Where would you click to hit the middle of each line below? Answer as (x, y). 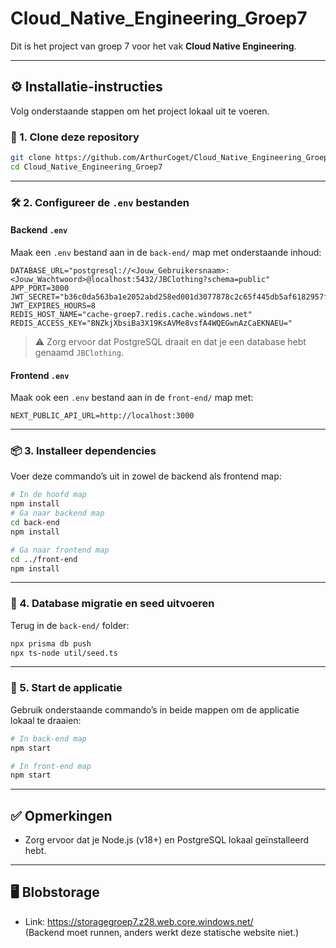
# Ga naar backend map (57, 513)
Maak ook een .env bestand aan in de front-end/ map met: (132, 398)
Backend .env (39, 230)
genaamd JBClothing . (79, 352)
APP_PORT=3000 (40, 288)
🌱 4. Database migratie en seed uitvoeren (112, 604)
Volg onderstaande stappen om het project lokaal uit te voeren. (140, 111)
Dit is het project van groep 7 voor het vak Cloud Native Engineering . (153, 46)
